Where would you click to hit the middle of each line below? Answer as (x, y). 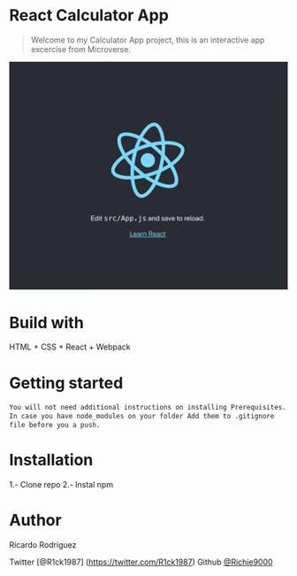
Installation (51, 460)
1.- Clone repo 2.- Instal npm (61, 485)
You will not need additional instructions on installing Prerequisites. (148, 408)
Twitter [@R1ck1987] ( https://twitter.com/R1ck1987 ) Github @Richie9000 (141, 562)
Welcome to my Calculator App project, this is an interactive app (148, 40)
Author (35, 521)
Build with (46, 323)
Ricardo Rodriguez (43, 545)
